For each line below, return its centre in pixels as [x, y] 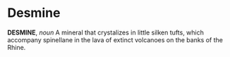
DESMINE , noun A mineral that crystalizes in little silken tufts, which [106, 32]
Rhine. [17, 47]
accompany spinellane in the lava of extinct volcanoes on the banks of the [115, 39]
